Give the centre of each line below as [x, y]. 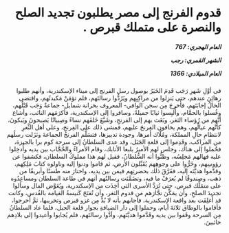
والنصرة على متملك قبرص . [152, 27]
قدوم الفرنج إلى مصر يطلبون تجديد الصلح [118, 13]
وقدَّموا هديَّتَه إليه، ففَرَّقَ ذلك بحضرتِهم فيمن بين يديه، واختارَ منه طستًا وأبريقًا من [120, 171]
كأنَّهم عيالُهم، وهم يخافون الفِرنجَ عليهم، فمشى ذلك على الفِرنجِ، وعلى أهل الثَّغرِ [121, 127]
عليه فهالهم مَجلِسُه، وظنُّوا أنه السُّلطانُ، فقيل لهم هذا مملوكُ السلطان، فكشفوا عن [117, 157]
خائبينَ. [212, 222]
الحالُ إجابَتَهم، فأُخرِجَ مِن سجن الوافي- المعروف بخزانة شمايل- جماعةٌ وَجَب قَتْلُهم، [117, 105]
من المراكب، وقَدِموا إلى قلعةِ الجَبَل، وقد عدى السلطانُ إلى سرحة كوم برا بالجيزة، [118, 142]
